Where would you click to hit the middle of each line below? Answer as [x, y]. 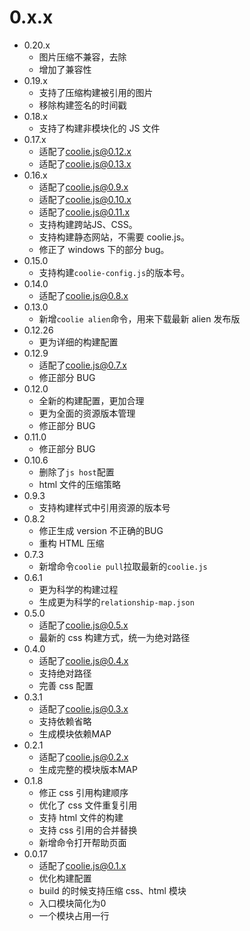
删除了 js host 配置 [76, 472]
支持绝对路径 [65, 673]
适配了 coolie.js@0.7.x [82, 365]
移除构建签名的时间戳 [82, 105]
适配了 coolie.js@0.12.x [85, 151]
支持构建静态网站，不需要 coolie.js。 [114, 237]
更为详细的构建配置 [78, 342]
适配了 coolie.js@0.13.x [85, 163]
